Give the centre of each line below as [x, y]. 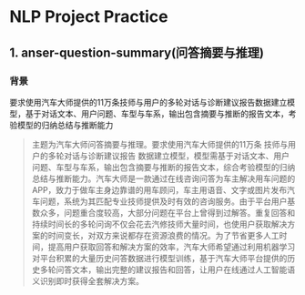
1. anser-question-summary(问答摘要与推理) [137, 52]
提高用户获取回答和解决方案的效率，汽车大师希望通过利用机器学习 [172, 247]
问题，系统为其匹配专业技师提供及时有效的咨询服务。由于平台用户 [163, 201]
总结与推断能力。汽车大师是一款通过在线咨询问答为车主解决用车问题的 [163, 178]
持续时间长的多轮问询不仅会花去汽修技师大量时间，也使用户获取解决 [159, 224]
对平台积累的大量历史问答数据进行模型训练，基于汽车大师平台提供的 [159, 258]
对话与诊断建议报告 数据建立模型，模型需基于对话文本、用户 [176, 156]
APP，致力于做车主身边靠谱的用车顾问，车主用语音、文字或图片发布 [159, 189]
